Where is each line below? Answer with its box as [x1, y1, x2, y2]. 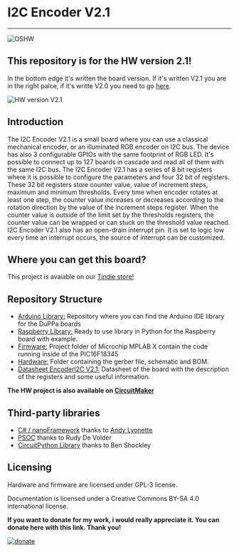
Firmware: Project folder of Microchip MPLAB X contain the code [17, 342, 208, 351]
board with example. [17, 335, 78, 344]
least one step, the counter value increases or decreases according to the [7, 195, 224, 203]
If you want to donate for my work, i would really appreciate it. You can [7, 515, 220, 524]
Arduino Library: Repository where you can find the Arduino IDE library [17, 312, 225, 321]
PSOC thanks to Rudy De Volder [17, 433, 112, 442]
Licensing [7, 462, 52, 474]
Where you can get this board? [7, 253, 147, 265]
